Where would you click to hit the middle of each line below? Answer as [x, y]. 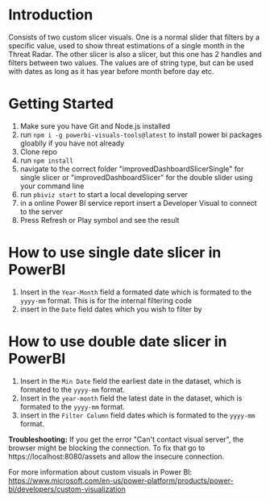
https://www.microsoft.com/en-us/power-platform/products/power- [121, 480]
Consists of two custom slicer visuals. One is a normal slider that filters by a [134, 37]
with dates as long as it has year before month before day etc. [111, 71]
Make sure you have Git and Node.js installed [95, 125]
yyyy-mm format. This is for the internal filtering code [106, 300]
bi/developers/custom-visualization [67, 489]
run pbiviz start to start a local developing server [104, 194]
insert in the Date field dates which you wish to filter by [111, 309]
